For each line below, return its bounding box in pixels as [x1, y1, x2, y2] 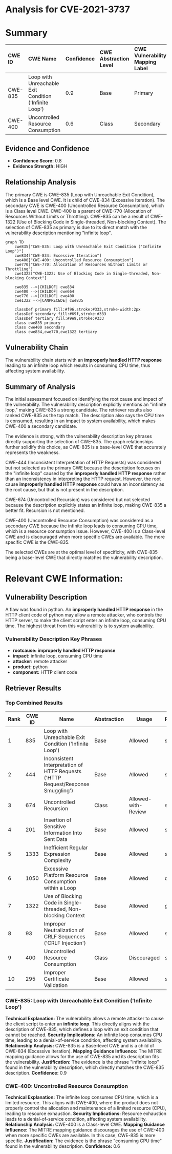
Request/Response [44, 780, 90, 788]
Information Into [44, 829, 82, 836]
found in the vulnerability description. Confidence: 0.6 [5, 1143, 120, 1149]
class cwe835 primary [14, 320, 60, 325]
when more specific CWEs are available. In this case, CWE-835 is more [5, 1132, 156, 1138]
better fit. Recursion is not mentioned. [5, 507, 85, 513]
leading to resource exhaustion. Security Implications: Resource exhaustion [5, 1110, 166, 1117]
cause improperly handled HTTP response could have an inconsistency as [5, 481, 165, 487]
